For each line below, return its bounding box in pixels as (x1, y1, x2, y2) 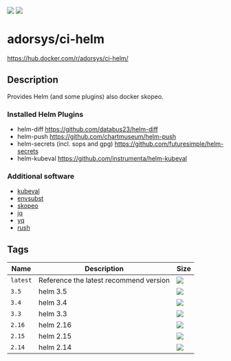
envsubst (16, 195, 44, 203)
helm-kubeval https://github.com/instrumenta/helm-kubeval (16, 155, 188, 163)
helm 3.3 (38, 309, 67, 319)
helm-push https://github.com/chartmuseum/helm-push (16, 133, 177, 141)
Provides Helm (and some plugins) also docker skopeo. (7, 92, 164, 100)
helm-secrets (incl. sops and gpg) (16, 140, 113, 148)
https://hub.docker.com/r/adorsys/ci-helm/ (7, 54, 129, 62)
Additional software (7, 171, 75, 181)
